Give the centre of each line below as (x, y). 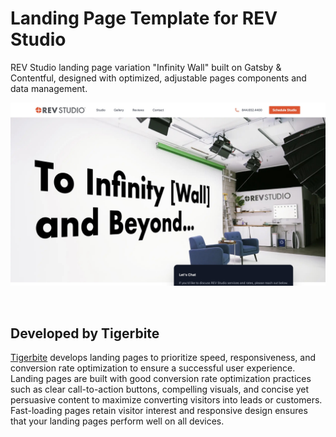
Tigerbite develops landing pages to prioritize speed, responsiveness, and (163, 358)
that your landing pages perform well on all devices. (117, 421)
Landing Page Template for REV (144, 18)
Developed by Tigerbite (85, 333)
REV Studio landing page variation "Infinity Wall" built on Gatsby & (146, 67)
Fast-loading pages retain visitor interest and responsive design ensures (159, 411)
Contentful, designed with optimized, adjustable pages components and (158, 78)
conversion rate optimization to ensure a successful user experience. (153, 368)
